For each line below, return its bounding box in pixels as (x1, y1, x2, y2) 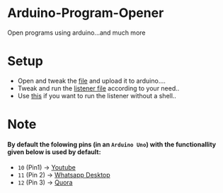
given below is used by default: (7, 147, 101, 156)
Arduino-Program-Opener (7, 5, 164, 21)
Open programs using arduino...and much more (7, 28, 146, 37)
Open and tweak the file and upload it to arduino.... (17, 76, 166, 85)
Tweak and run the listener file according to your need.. (17, 83, 180, 93)
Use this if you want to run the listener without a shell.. (17, 91, 177, 100)
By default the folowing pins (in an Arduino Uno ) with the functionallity (7, 140, 217, 148)
